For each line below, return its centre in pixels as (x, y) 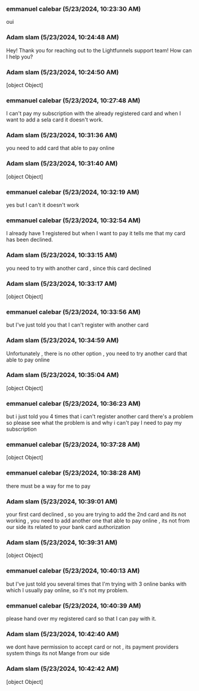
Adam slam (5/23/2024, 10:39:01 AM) (62, 501)
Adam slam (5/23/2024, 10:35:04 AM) (63, 375)
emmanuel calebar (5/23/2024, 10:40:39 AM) (74, 605)
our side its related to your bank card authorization (68, 527)
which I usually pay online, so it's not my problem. (68, 590)
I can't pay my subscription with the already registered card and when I (94, 113)
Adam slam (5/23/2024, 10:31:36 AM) (62, 135)
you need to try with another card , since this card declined (79, 268)
